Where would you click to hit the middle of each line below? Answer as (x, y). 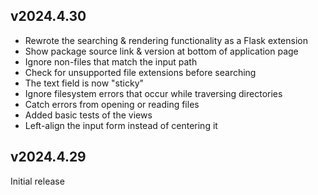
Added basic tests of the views (88, 115)
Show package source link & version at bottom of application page (161, 51)
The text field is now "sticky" (84, 83)
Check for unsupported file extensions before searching (140, 72)
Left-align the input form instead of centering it (121, 125)
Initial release (37, 181)
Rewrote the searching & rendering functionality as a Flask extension (166, 40)
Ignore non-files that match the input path (111, 61)
